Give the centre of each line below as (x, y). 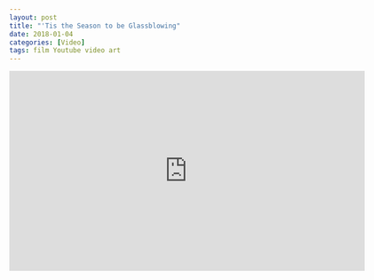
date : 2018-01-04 (41, 34)
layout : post (33, 17)
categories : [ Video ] (48, 42)
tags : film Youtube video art (65, 51)
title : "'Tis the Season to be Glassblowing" (95, 26)
